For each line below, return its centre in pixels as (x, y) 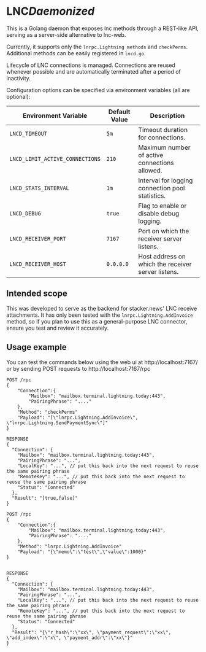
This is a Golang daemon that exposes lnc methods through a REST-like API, (103, 28)
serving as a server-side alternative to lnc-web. (66, 34)
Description (167, 115)
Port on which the (164, 231)
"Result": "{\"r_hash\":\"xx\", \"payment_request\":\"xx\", (92, 632)
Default (119, 112)
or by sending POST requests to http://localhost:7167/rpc (78, 368)
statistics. (152, 196)
